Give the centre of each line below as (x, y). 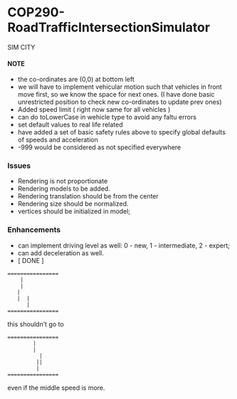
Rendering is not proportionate (63, 181)
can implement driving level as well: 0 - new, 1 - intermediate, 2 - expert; (123, 245)
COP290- (36, 12)
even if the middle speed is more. (56, 388)
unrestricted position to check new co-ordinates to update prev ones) (120, 102)
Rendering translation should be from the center (88, 196)
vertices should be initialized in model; (74, 211)
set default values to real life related (70, 124)
